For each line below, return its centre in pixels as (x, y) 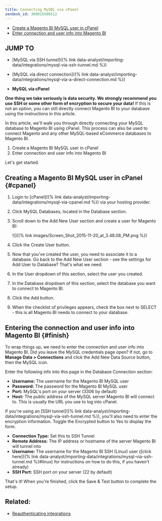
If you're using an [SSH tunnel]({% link (44, 411)
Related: (18, 502)
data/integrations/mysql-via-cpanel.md (51, 202)
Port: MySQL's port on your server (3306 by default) (64, 391)
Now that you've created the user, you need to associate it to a (74, 254)
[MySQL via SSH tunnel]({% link (44, 60)
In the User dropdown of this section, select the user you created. (78, 274)
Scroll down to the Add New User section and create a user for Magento (84, 221)
